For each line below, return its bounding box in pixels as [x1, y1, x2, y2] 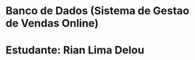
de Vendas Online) [5, 16, 99, 30]
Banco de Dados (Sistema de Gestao [5, 4, 190, 18]
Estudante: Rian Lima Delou [5, 44, 144, 57]
